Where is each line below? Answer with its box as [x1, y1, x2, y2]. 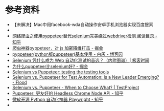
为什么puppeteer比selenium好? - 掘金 [12, 63, 88, 69]
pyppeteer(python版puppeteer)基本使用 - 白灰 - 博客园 [12, 51, 123, 57]
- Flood [12, 79, 27, 85]
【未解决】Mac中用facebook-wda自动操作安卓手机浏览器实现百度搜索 [12, 22, 153, 27]
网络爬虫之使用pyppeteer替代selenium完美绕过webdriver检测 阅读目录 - [12, 33, 158, 39]
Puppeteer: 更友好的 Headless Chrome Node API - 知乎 [12, 90, 124, 96]
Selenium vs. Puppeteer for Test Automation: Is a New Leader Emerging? [12, 74, 159, 80]
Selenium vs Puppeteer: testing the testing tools [12, 69, 109, 75]
